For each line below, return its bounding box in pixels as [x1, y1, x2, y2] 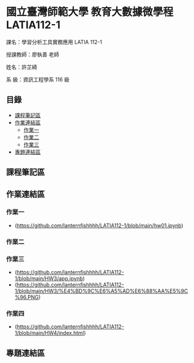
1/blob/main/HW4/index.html [14, 329, 84, 337]
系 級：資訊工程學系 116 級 [6, 76, 69, 83]
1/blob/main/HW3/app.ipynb [14, 275, 83, 282]
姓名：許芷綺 [6, 63, 37, 71]
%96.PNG [14, 294, 39, 301]
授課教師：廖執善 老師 [6, 51, 59, 58]
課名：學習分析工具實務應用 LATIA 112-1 [6, 38, 102, 45]
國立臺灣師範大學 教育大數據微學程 [6, 5, 173, 19]
